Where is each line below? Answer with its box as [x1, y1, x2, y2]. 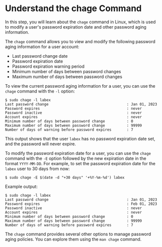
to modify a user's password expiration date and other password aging [5, 24, 146, 30]
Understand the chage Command [5, 3, 142, 14]
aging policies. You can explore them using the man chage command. [5, 236, 142, 242]
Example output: [5, 184, 38, 189]
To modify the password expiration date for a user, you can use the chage [5, 150, 151, 156]
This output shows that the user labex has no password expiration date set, [5, 136, 156, 141]
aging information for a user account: [5, 44, 80, 49]
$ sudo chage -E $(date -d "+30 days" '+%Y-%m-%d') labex [5, 175, 125, 180]
